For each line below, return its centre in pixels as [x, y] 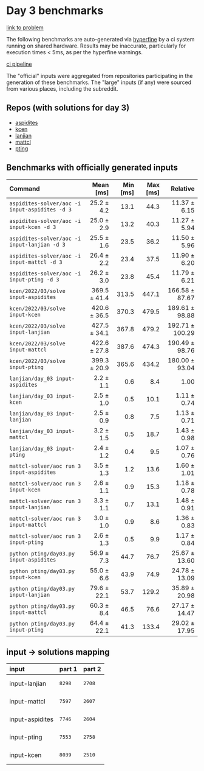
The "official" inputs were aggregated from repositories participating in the [100, 76]
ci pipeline [19, 64]
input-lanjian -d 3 [37, 245]
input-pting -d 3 [34, 280]
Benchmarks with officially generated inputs [92, 168]
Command [25, 188]
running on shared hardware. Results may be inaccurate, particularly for [96, 46]
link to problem [25, 27]
